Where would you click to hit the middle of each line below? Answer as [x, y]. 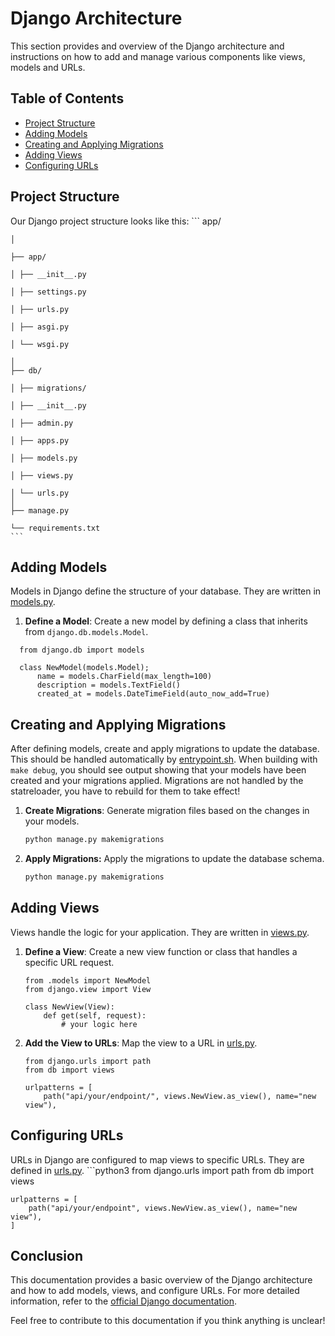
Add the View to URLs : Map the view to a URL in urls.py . [141, 1043]
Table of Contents [67, 98]
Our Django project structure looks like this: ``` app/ [116, 221]
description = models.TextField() [109, 685]
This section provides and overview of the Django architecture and [147, 46]
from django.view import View [88, 989]
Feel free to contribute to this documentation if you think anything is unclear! [168, 1321]
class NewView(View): [69, 1007]
